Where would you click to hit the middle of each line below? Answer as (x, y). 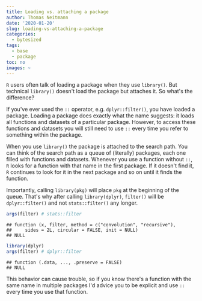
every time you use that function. (47, 292)
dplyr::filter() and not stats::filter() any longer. (72, 203)
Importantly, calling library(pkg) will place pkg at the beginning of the (93, 190)
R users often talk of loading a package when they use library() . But (92, 85)
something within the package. (44, 135)
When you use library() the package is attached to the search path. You (97, 147)
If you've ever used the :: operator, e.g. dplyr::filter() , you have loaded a (101, 110)
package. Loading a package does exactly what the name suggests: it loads (100, 116)
